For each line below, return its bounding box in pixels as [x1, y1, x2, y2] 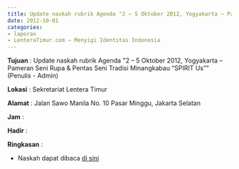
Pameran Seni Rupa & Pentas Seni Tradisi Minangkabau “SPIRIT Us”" [7, 64, 210, 72]
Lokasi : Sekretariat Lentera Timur [7, 85, 108, 94]
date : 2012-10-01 [7, 17, 59, 24]
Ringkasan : [7, 140, 43, 149]
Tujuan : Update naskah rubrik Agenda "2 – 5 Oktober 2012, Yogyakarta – [7, 56, 223, 65]
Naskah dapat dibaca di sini [17, 154, 100, 163]
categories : [7, 23, 43, 31]
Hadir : [7, 126, 28, 135]
